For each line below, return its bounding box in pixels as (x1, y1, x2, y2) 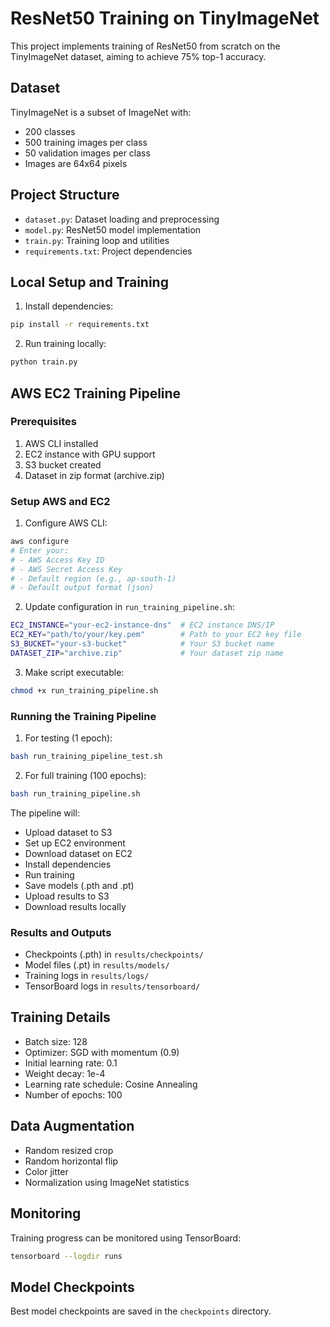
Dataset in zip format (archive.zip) (24, 469, 165, 481)
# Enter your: (10, 545, 70, 556)
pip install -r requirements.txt (10, 320, 150, 330)
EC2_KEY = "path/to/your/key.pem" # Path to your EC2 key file (10, 630, 302, 640)
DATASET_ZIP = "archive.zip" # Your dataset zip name (10, 648, 284, 658)
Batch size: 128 (24, 1035, 88, 1047)
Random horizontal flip (24, 1155, 119, 1167)
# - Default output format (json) (10, 583, 155, 593)
